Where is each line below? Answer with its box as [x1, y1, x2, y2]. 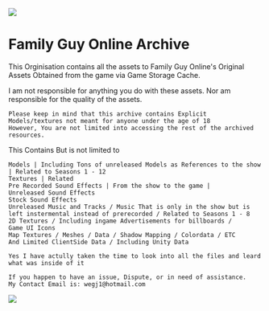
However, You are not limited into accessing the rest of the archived [8, 124, 254, 132]
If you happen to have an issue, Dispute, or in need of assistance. [8, 273, 247, 281]
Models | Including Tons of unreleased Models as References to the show [8, 161, 262, 169]
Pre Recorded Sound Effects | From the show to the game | [8, 182, 211, 190]
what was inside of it [8, 259, 85, 267]
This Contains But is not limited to [8, 145, 120, 154]
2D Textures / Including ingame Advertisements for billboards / [8, 217, 232, 225]
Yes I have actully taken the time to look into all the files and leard [8, 252, 262, 260]
